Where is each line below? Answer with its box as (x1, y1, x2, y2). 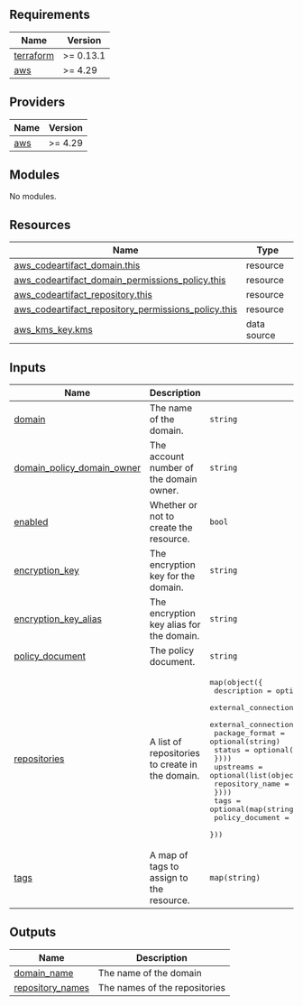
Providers (9, 95, 66, 110)
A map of (149, 849, 188, 862)
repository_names (14, 981, 90, 993)
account (149, 450, 185, 463)
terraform (14, 49, 55, 61)
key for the (149, 570, 196, 583)
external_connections (209, 703, 298, 713)
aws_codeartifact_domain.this (14, 259, 141, 272)
